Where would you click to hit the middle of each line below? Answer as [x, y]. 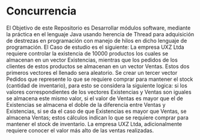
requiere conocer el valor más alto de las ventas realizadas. [80, 130]
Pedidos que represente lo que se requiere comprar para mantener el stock [100, 79]
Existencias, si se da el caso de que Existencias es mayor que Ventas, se [96, 111]
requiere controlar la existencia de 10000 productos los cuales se [87, 53]
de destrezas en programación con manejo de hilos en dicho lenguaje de [97, 40]
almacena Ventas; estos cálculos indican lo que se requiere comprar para [97, 117]
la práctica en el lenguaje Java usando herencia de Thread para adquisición [100, 34]
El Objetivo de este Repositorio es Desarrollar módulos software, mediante [98, 28]
